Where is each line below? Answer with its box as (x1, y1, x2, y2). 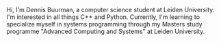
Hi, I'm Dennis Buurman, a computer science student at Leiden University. (6, 6, 215, 14)
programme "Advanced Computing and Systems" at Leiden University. (6, 27, 205, 35)
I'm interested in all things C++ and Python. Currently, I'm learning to (6, 13, 200, 21)
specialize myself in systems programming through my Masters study (6, 20, 203, 28)
